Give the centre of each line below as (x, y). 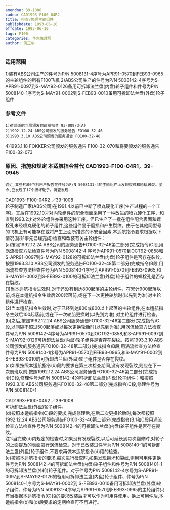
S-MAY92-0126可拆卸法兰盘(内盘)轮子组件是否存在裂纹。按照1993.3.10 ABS (84, 340)
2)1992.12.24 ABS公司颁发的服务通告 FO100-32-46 (54, 131)
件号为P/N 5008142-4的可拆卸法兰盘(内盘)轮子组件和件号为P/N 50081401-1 (84, 464)
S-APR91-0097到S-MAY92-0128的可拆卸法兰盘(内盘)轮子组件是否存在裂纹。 (85, 257)
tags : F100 (17, 34)
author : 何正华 (20, 43)
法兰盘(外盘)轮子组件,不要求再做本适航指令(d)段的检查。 (64, 451)
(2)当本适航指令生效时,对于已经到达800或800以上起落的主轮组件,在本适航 (82, 308)
